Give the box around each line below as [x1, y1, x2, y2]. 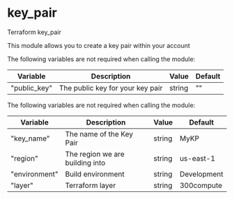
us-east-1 [180, 153, 216, 163]
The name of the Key [65, 129, 134, 138]
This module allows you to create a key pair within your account [7, 41, 190, 49]
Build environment [65, 169, 125, 179]
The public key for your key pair [58, 83, 163, 93]
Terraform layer [65, 180, 116, 190]
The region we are [65, 149, 125, 159]
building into [65, 158, 106, 168]
